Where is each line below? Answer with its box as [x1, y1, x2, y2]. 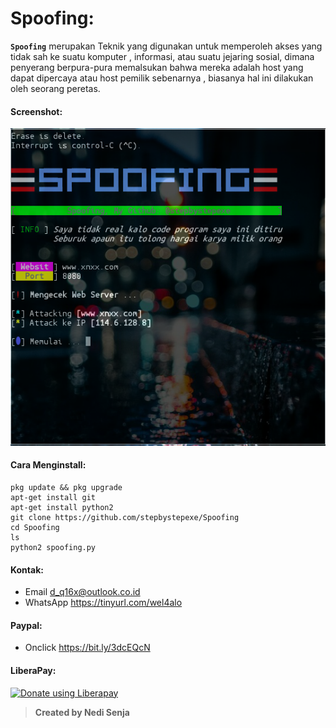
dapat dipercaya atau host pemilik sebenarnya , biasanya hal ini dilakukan [10, 72, 314, 84]
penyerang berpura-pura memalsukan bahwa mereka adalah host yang [10, 61, 304, 73]
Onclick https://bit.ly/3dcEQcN [24, 642, 151, 654]
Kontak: [10, 563, 44, 576]
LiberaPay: [10, 665, 57, 677]
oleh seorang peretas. [10, 82, 101, 94]
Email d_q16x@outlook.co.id [24, 586, 141, 598]
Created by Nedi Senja [34, 706, 130, 718]
